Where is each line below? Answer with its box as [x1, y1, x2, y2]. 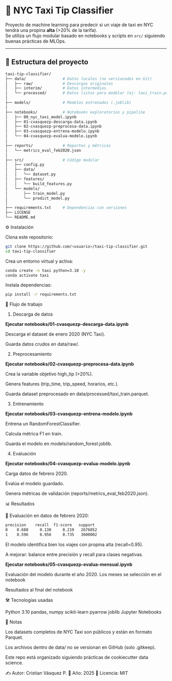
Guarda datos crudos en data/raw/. [5, 341, 79, 347]
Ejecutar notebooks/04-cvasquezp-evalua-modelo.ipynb [5, 461, 131, 467]
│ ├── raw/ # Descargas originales [5, 81, 114, 86]
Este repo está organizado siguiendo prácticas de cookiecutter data [5, 654, 148, 660]
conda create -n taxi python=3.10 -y [5, 268, 86, 273]
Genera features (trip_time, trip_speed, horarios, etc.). [5, 381, 119, 387]
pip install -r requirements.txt [5, 292, 77, 297]
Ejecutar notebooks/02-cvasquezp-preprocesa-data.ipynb [5, 361, 134, 367]
